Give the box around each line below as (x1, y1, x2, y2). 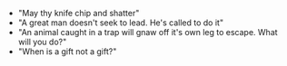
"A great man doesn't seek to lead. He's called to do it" (17, 17, 224, 28)
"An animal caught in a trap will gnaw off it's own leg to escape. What (17, 27, 279, 37)
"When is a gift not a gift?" (17, 46, 117, 57)
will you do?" (17, 36, 67, 47)
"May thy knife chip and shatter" (17, 8, 140, 18)
